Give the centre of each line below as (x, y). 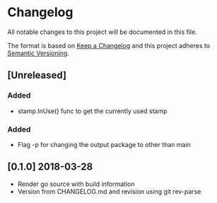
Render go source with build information (76, 184)
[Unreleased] (37, 75)
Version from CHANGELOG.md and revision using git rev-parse (109, 191)
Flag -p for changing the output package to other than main (104, 144)
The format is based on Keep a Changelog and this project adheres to (109, 45)
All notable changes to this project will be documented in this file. (102, 32)
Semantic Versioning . (38, 53)
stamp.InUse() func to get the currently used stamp (92, 111)
